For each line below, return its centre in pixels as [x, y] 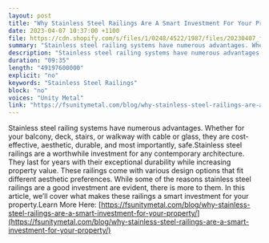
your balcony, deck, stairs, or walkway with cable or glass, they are [119, 136]
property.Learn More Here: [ [55, 205]
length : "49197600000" [46, 68]
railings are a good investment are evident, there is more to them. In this [127, 188]
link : [17, 105]
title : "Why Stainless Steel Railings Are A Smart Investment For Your [130, 23]
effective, [24, 145]
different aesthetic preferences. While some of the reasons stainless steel [130, 179]
